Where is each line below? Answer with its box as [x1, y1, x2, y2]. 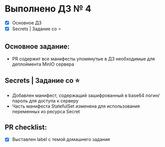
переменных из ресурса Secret [12, 108, 80, 114]
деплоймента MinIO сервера [12, 61, 74, 67]
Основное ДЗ [12, 20, 42, 26]
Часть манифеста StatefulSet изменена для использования [12, 103, 140, 109]
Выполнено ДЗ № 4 [5, 3, 92, 15]
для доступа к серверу [29, 97, 79, 104]
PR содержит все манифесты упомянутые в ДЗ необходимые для [12, 56, 155, 62]
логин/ [145, 92, 160, 99]
